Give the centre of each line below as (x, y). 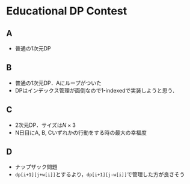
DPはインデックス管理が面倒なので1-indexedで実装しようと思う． (96, 90)
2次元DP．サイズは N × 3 (45, 125)
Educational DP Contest (67, 11)
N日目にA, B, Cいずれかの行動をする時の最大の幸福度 (81, 132)
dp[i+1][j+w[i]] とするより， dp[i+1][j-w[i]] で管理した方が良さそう (100, 174)
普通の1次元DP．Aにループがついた (58, 83)
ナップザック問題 (36, 167)
